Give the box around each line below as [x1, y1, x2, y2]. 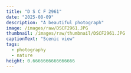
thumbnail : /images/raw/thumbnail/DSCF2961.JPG [6, 31, 126, 36]
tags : [6, 42, 19, 48]
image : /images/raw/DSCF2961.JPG [6, 25, 89, 31]
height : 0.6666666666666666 [6, 58, 76, 64]
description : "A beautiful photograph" [6, 19, 104, 25]
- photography [11, 47, 46, 53]
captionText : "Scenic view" [6, 36, 76, 42]
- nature [11, 52, 33, 58]
